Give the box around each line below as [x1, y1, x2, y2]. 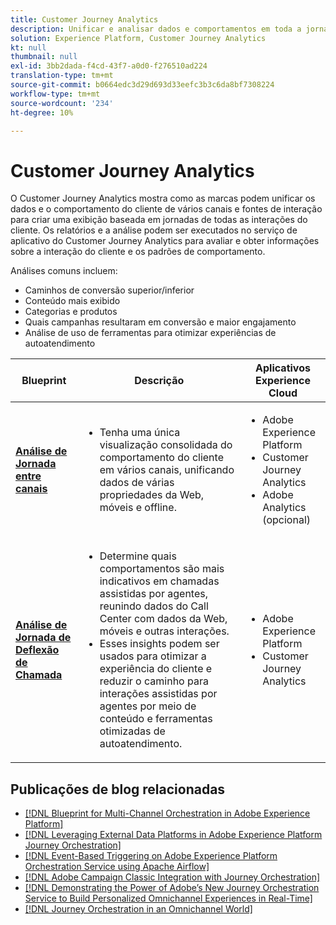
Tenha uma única [99, 426, 181, 440]
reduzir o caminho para [99, 674, 209, 688]
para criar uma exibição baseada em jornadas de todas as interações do [10, 214, 308, 226]
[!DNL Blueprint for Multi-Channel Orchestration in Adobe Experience [24, 807, 311, 820]
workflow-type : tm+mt [10, 89, 101, 99]
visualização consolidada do [99, 438, 233, 452]
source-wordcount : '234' [10, 98, 114, 108]
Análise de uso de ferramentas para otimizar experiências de [24, 327, 277, 339]
